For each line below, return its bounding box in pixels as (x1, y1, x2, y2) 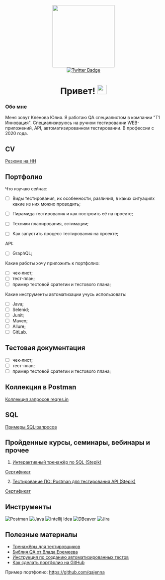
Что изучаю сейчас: (5, 186, 48, 192)
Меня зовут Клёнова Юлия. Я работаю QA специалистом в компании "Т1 (5, 115, 160, 121)
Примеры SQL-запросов (5, 424, 57, 430)
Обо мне (5, 103, 27, 110)
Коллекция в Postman (5, 383, 77, 392)
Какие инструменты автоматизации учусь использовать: (5, 291, 127, 297)
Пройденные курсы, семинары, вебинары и (5, 438, 150, 446)
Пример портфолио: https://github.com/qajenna (5, 569, 105, 575)
